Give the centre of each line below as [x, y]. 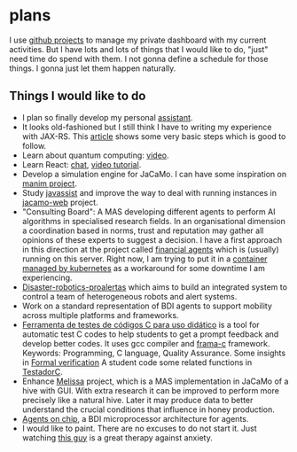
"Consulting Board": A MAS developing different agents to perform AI [148, 211]
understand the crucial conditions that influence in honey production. [148, 409]
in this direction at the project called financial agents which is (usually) [150, 249]
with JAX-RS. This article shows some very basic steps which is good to [154, 136]
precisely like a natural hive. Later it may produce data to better [137, 400]
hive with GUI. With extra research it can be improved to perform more [150, 390]
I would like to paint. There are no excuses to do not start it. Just [139, 428]
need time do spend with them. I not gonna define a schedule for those [139, 58]
